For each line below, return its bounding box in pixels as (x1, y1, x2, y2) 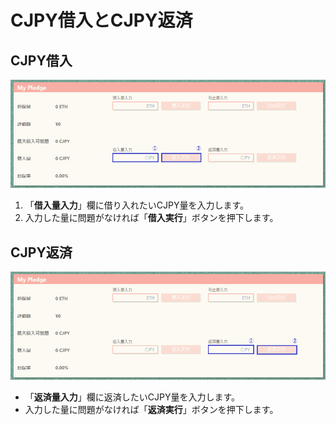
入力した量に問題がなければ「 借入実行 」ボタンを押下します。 (24, 212, 279, 224)
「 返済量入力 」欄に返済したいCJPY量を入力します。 (24, 391, 241, 403)
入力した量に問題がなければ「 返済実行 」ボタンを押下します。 (24, 404, 279, 416)
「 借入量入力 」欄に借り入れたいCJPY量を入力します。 (24, 199, 250, 211)
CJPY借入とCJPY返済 (10, 9, 193, 32)
